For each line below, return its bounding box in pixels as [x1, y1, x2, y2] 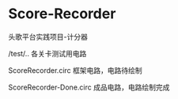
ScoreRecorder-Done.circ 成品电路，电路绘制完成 [8, 82, 170, 92]
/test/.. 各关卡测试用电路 [8, 48, 87, 58]
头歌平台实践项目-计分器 [8, 32, 89, 41]
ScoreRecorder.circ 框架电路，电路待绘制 [8, 65, 142, 75]
